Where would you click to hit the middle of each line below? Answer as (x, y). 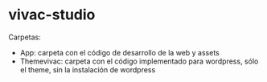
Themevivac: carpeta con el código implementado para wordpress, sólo (139, 61)
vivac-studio (52, 15)
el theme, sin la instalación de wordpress (88, 69)
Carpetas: (25, 37)
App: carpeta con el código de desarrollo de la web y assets (119, 52)
